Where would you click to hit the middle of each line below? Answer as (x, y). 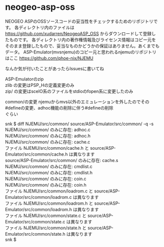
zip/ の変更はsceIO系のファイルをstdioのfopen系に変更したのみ (69, 91)
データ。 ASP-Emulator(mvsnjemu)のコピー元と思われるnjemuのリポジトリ (81, 52)
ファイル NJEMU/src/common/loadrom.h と (49, 203)
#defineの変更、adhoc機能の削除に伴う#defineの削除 (59, 108)
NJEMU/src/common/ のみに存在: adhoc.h (48, 136)
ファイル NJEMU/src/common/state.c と (46, 216)
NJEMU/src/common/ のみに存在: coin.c (46, 179)
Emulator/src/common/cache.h (36, 154)
